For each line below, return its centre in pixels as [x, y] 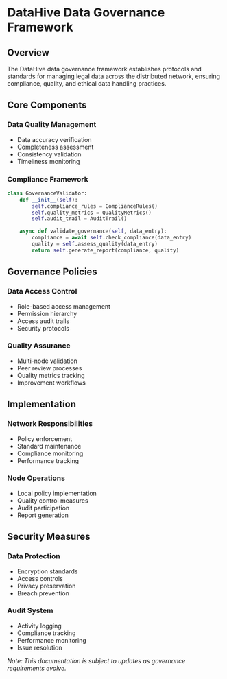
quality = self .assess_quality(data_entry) [95, 244]
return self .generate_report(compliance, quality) [106, 250]
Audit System [30, 610]
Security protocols [43, 328]
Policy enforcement [45, 439]
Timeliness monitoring [48, 161]
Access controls [40, 578]
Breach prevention [43, 593]
